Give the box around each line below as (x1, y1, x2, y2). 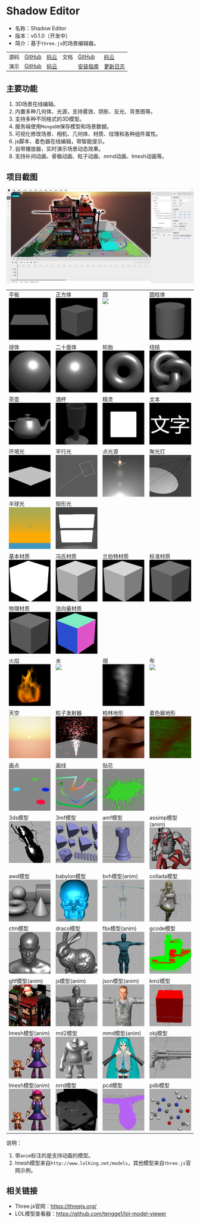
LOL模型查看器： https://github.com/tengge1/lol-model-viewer (14, 1210, 167, 1218)
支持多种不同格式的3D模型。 (14, 115, 85, 123)
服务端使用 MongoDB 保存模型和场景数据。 (14, 123, 112, 130)
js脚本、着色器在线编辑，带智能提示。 (14, 138, 108, 145)
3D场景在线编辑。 (14, 100, 59, 108)
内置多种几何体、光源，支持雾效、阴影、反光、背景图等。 (14, 108, 156, 115)
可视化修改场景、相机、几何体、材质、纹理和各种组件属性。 (14, 130, 161, 138)
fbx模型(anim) (102, 925, 137, 932)
